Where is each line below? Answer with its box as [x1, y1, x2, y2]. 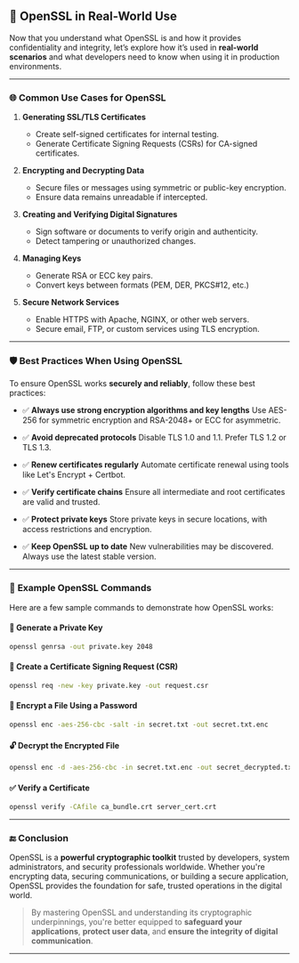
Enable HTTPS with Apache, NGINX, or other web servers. [35, 314, 250, 325]
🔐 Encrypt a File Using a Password [9, 700, 138, 711]
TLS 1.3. [21, 442, 52, 453]
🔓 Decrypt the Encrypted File [9, 740, 120, 750]
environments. [9, 61, 62, 71]
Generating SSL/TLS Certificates [21, 112, 147, 123]
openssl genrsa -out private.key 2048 [9, 642, 153, 651]
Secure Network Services [21, 297, 120, 308]
